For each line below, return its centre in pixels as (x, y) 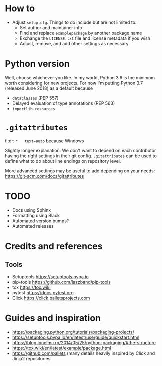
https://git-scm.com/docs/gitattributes (45, 176)
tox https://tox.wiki (31, 287)
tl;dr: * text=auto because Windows (45, 141)
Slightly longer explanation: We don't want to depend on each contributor (81, 150)
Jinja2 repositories (31, 358)
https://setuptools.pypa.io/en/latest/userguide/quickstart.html (76, 337)
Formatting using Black (36, 215)
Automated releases (33, 226)
